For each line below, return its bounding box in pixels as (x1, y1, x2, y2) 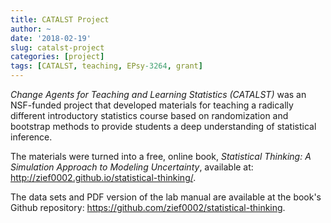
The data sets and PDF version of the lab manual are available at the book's (10, 191, 322, 203)
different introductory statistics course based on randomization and (10, 110, 289, 121)
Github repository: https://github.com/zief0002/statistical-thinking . (10, 202, 286, 213)
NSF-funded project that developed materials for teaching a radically (10, 99, 294, 111)
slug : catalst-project (10, 42, 105, 53)
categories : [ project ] (10, 52, 105, 62)
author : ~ (10, 24, 52, 34)
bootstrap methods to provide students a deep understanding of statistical (10, 121, 317, 132)
